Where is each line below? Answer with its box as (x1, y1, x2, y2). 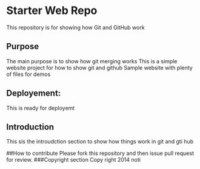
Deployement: (6, 88, 61, 98)
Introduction (6, 122, 55, 132)
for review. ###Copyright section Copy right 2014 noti (6, 156, 141, 164)
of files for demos (6, 71, 51, 78)
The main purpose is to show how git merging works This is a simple (6, 57, 178, 64)
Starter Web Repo (6, 4, 98, 18)
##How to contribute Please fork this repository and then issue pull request (6, 150, 194, 157)
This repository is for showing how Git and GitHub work (6, 24, 145, 31)
